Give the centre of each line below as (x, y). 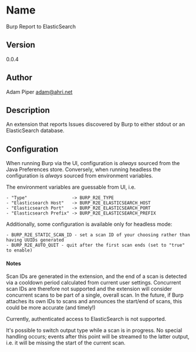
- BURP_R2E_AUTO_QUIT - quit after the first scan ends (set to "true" (95, 245)
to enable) (19, 250)
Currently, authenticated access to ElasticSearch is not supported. (86, 319)
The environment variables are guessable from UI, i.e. (71, 187)
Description (28, 110)
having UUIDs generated (35, 240)
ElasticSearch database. (35, 130)
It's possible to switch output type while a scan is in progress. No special (94, 330)
